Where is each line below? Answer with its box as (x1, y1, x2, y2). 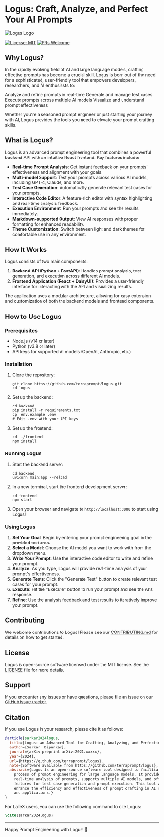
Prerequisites (5, 327, 38, 334)
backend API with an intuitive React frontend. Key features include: (5, 154, 140, 160)
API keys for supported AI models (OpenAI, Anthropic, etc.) (12, 349, 131, 355)
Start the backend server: (12, 461, 64, 467)
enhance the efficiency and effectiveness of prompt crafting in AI (14, 786, 156, 791)
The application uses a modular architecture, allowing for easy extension (5, 293, 151, 299)
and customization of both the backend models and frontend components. (5, 298, 155, 304)
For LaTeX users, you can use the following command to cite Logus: (5, 804, 142, 810)
